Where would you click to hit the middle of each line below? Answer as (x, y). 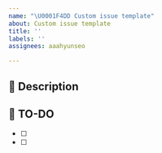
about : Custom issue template (60, 24)
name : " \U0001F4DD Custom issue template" (81, 16)
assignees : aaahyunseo (47, 46)
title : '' (25, 31)
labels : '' (27, 39)
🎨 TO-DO (31, 114)
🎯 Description (44, 86)
